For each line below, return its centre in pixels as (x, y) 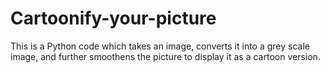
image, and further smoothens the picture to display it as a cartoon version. (165, 56)
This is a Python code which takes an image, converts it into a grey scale (160, 46)
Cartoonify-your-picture (113, 18)
